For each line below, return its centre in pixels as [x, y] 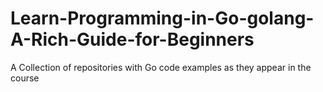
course [25, 78]
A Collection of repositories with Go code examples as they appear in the [161, 67]
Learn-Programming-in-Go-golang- [162, 18]
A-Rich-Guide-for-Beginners [132, 39]
